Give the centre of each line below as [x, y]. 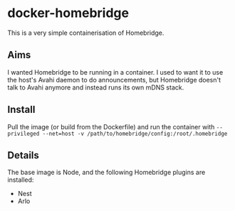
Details [23, 155]
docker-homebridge [68, 13]
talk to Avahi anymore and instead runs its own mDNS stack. [96, 87]
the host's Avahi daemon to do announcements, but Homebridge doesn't [114, 80]
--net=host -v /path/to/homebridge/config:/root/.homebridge [135, 134]
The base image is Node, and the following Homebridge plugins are [106, 173]
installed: [21, 180]
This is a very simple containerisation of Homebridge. [86, 33]
